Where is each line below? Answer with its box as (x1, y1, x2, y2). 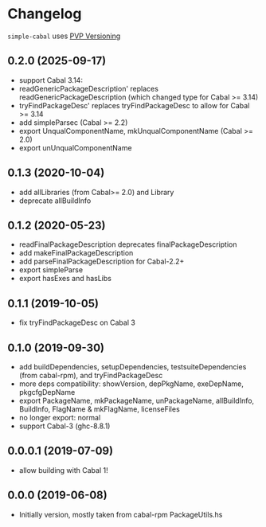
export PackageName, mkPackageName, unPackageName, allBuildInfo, (18, 396, 255, 405)
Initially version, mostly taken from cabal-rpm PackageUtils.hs (18, 509, 223, 519)
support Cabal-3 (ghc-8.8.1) (18, 421, 111, 431)
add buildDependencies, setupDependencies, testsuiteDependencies (18, 362, 247, 371)
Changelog (7, 5, 82, 23)
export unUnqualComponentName (18, 142, 132, 152)
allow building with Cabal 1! (18, 465, 108, 474)
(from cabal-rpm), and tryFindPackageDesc (18, 371, 163, 380)
